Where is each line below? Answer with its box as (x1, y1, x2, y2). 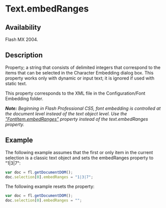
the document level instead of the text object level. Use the (5, 110, 127, 116)
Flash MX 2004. (5, 36, 39, 42)
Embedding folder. (5, 95, 44, 101)
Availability (5, 23, 41, 32)
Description (5, 51, 43, 59)
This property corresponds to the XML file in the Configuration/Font (5, 90, 146, 96)
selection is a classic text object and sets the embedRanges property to (5, 155, 153, 161)
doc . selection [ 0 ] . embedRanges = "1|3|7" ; (5, 174, 94, 179)
